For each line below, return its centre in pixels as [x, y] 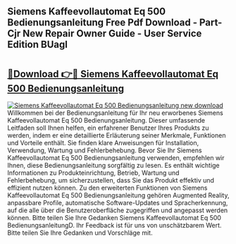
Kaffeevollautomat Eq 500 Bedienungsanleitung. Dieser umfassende [106, 120]
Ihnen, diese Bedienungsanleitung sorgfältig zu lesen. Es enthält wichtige [113, 165]
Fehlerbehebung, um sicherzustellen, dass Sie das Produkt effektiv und [111, 180]
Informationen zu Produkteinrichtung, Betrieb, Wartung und [93, 173]
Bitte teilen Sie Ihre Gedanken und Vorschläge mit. [80, 233]
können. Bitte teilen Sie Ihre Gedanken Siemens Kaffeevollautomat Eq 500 [114, 218]
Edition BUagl [38, 45]
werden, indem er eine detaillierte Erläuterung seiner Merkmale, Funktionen [117, 135]
